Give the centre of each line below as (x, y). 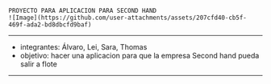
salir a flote (39, 64)
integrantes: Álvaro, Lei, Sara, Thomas (83, 47)
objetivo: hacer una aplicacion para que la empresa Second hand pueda (140, 56)
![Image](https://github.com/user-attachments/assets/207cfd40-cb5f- (128, 18)
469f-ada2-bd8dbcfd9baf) (50, 25)
